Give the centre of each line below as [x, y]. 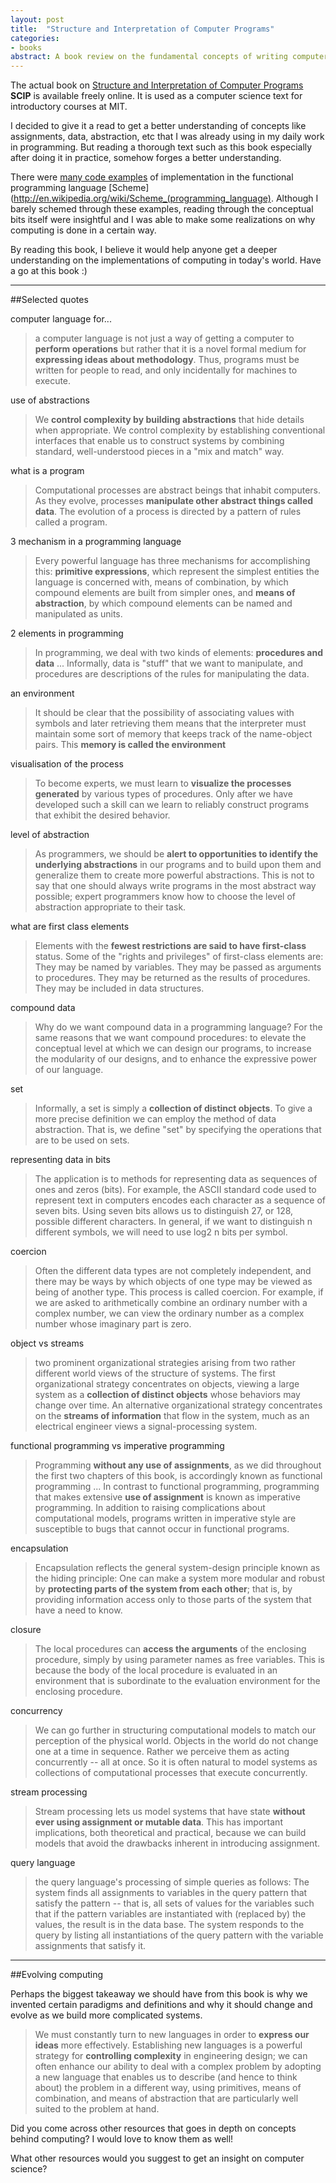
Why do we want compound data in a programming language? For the [178, 1027]
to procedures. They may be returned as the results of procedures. [172, 978]
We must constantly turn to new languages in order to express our [172, 2035]
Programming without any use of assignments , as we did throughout [178, 1465]
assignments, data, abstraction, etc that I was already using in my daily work [167, 137]
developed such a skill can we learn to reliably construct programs [172, 805]
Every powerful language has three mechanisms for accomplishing [172, 561]
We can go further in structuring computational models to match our [175, 1730]
